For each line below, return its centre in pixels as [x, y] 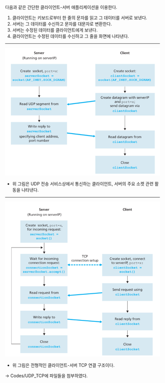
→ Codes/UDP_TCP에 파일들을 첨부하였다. [46, 376]
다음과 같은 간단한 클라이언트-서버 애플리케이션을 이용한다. [61, 7]
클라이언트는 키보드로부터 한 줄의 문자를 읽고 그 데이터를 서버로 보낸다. [80, 18]
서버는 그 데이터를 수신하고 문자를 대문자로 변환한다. [62, 24]
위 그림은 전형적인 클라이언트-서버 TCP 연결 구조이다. [63, 365]
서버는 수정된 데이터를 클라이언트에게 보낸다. [55, 30]
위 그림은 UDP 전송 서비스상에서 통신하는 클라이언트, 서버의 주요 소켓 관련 [83, 183]
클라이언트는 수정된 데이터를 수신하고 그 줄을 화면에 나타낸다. [70, 36]
